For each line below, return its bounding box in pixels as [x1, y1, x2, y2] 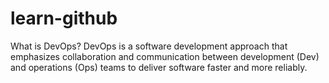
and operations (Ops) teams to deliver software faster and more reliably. [10, 61, 308, 73]
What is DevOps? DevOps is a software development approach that [10, 40, 288, 52]
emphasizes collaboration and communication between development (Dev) [10, 50, 320, 62]
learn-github [10, 7, 118, 30]
